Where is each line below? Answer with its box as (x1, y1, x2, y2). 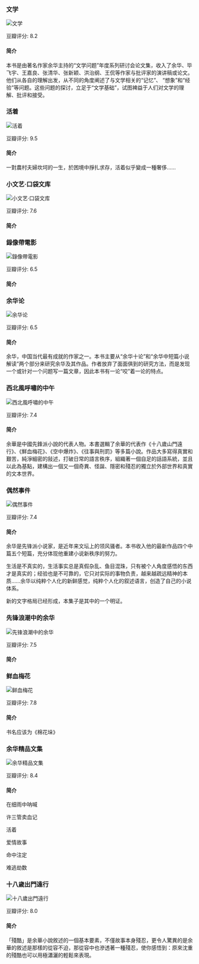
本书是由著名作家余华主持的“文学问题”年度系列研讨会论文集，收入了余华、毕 (6, 61, 192, 69)
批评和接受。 (16, 91, 48, 99)
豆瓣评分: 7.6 (6, 207, 37, 214)
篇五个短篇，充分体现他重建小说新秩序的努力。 (6, 550, 120, 557)
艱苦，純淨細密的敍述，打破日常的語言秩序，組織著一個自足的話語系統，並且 (6, 455, 193, 462)
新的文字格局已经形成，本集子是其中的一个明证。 (6, 598, 126, 605)
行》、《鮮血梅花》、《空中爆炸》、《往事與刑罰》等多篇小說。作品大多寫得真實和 (6, 447, 193, 455)
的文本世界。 (6, 470, 37, 477)
